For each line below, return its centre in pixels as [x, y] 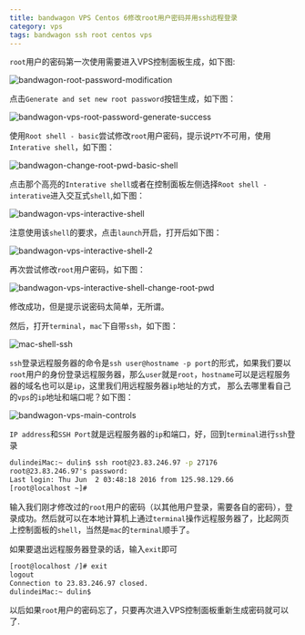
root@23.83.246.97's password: [69, 471]
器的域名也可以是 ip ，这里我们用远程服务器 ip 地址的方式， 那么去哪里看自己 [150, 386]
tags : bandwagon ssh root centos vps [81, 35]
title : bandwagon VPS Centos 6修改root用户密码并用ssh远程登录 [124, 18]
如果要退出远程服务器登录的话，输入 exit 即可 [93, 548]
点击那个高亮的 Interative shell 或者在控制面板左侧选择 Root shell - [138, 184]
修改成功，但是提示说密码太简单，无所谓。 [89, 307]
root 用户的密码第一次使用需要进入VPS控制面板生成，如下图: [122, 62]
